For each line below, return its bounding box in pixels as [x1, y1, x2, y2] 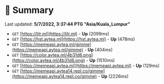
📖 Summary [4, 4, 54, 16]
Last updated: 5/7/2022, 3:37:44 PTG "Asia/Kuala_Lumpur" [4, 21, 131, 27]
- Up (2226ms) [98, 73, 129, 79]
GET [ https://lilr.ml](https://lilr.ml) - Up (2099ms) [11, 30, 110, 36]
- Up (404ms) [84, 46, 113, 52]
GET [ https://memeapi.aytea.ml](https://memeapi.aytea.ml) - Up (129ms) [11, 62, 160, 68]
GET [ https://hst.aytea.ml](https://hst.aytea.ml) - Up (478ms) [11, 36, 135, 42]
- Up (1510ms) [86, 57, 115, 63]
